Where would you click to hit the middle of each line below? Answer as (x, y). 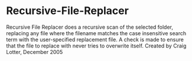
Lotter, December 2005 (35, 52)
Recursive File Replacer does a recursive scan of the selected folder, (90, 27)
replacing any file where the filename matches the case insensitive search (96, 33)
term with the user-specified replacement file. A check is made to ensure (95, 39)
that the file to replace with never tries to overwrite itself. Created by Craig (96, 46)
